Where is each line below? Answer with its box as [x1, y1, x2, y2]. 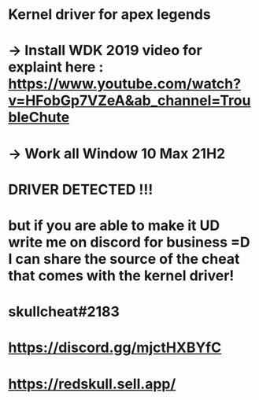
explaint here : [8, 58, 104, 76]
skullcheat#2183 [8, 303, 120, 320]
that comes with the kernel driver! [8, 266, 235, 284]
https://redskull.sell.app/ [8, 375, 176, 393]
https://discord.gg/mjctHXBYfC [8, 339, 222, 357]
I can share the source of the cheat [8, 250, 240, 268]
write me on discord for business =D [8, 233, 250, 251]
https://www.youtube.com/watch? [8, 75, 242, 93]
